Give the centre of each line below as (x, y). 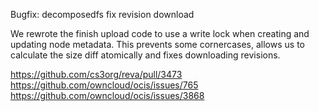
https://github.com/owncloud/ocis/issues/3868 (107, 95)
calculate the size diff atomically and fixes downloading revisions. (145, 55)
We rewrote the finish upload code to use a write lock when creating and (160, 33)
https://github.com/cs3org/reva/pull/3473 (96, 74)
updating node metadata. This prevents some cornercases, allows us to (157, 44)
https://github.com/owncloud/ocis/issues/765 (104, 85)
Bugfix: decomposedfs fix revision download (102, 14)
